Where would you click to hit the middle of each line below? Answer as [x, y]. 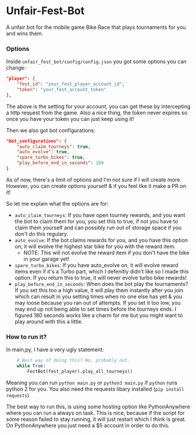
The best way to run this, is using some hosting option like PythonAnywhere [98, 406]
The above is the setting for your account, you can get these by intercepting [98, 106]
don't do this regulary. [41, 233]
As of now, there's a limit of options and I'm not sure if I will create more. [94, 179]
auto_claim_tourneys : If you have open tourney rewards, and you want [100, 215]
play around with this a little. [49, 321]
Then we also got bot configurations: [51, 130]
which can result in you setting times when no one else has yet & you [98, 296]
